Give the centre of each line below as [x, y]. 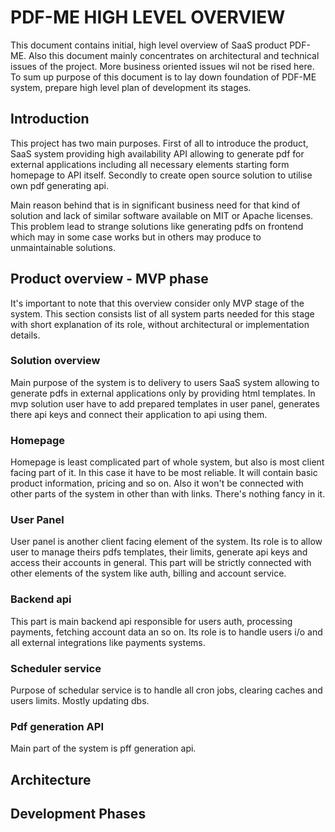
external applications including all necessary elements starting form [150, 164]
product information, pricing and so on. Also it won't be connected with [157, 483]
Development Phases [78, 814]
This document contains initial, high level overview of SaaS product [149, 45]
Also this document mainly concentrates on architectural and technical [174, 55]
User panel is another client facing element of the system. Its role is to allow [166, 542]
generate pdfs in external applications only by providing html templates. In [163, 393]
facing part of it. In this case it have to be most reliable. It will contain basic [164, 473]
